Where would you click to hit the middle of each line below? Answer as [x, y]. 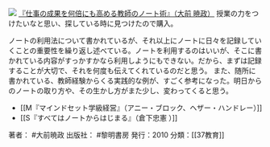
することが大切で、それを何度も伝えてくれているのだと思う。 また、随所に [132, 71]
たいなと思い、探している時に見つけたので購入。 [96, 23]
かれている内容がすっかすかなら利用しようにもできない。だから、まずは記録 [135, 61]
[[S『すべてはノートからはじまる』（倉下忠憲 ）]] [99, 118]
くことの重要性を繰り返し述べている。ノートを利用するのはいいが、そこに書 [135, 51]
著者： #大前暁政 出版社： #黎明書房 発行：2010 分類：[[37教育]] [116, 135]
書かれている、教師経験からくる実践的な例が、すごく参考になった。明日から [135, 81]
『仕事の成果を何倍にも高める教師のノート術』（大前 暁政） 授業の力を [135, 13]
